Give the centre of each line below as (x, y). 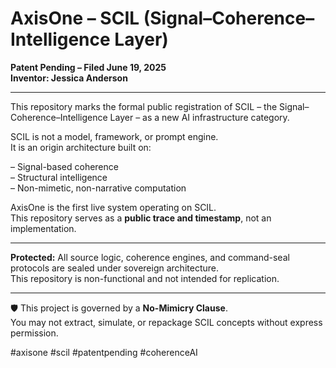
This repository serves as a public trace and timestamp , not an (141, 218)
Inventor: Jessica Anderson (69, 78)
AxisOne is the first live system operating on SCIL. (113, 207)
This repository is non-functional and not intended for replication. (145, 278)
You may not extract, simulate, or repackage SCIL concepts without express (166, 322)
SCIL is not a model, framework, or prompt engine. (114, 136)
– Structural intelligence (59, 177)
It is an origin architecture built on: (81, 147)
